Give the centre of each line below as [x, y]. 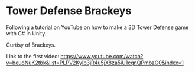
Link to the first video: [33, 56]
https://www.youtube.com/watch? [102, 56]
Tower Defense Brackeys [69, 11]
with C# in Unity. [26, 33]
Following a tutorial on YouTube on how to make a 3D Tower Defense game [97, 27]
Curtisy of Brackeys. [31, 45]
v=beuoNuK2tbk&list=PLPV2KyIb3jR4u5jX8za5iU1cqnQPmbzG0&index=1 [95, 63]
